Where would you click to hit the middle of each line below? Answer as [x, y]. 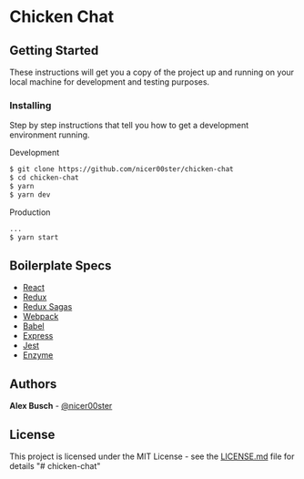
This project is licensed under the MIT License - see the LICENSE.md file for [152, 456]
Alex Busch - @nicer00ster [61, 406]
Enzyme [38, 355]
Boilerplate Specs [61, 265]
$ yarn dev [30, 194]
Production [30, 212]
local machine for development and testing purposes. [110, 82]
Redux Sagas [47, 307]
